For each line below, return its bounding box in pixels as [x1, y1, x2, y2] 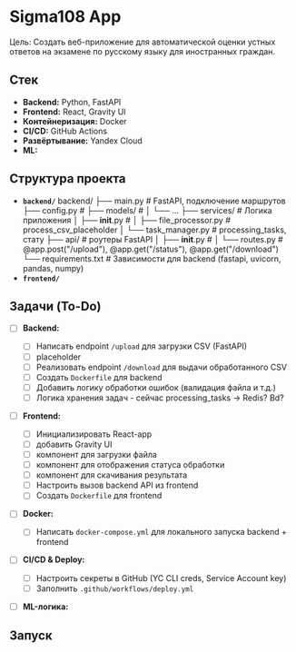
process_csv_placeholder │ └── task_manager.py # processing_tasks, [22, 224, 287, 235]
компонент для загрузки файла [35, 449, 157, 459]
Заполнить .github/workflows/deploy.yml [35, 583, 194, 594]
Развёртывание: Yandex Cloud [22, 134, 143, 146]
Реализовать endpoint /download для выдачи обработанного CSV [35, 361, 288, 372]
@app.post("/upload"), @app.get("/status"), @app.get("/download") [22, 243, 280, 254]
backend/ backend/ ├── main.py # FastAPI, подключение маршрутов [22, 195, 286, 206]
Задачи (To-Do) [9, 298, 102, 314]
